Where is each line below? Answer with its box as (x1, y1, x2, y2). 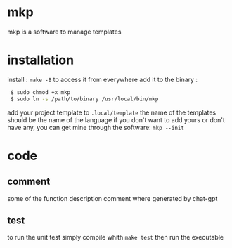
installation (7, 52, 75, 68)
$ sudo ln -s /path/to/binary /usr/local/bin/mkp (10, 96, 159, 103)
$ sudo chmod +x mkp (10, 89, 71, 96)
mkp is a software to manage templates (7, 27, 122, 36)
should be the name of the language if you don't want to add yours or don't (7, 115, 225, 124)
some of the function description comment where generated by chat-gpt (7, 194, 218, 202)
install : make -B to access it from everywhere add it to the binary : (7, 75, 198, 84)
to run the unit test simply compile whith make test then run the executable (7, 233, 224, 242)
